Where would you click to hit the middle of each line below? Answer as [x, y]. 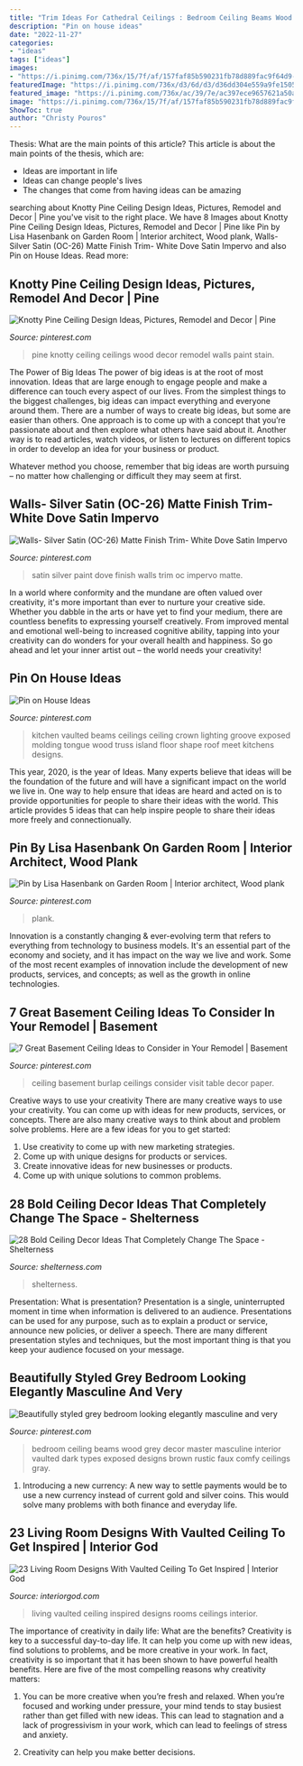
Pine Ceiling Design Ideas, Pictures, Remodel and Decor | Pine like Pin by [145, 227]
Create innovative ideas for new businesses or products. [127, 1166]
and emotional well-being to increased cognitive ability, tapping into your [145, 630]
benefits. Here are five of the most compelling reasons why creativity [138, 1669]
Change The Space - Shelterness [105, 1218]
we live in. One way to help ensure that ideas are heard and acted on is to [146, 791]
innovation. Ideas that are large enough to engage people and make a [138, 382]
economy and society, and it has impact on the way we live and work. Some [150, 955]
